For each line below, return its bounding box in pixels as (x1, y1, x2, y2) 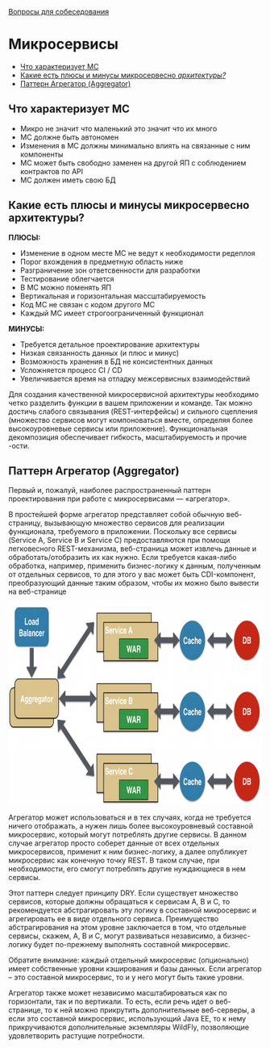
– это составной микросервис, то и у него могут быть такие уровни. (8, 972, 244, 983)
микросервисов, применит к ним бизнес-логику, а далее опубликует (8, 847, 248, 857)
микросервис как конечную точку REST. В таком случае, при (8, 855, 220, 866)
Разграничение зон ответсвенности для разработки (19, 265, 201, 275)
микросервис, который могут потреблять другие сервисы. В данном (8, 830, 247, 840)
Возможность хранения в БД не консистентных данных (19, 357, 214, 366)
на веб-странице (8, 587, 67, 596)
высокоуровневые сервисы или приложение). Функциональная (8, 424, 228, 433)
